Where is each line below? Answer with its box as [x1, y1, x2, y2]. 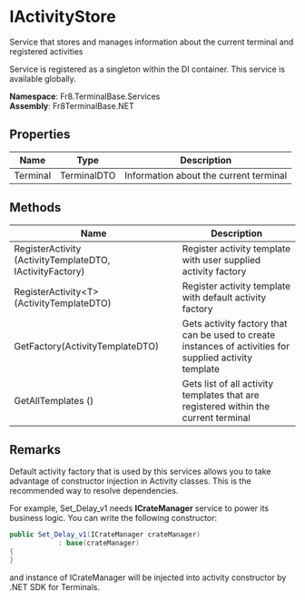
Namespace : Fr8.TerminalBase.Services [9, 91, 161, 102]
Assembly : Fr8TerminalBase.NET [9, 100, 134, 111]
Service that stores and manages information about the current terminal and [9, 36, 294, 47]
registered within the [182, 399, 271, 412]
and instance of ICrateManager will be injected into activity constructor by [9, 572, 287, 583]
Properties [9, 127, 71, 143]
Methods [9, 200, 62, 215]
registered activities [9, 45, 84, 56]
